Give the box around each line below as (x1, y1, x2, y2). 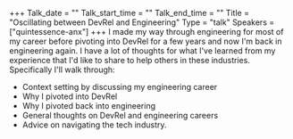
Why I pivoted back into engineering (21, 101, 156, 110)
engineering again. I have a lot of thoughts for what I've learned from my (9, 45, 276, 56)
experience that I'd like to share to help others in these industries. (9, 55, 250, 65)
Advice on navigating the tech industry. (21, 119, 167, 130)
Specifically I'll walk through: (9, 64, 115, 75)
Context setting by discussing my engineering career (21, 82, 218, 92)
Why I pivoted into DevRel (21, 91, 118, 102)
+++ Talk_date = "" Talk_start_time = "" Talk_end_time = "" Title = (9, 8, 250, 18)
